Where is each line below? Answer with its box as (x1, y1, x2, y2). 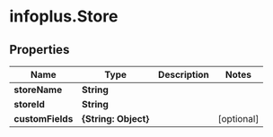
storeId (13, 98, 45, 110)
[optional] (217, 113, 260, 124)
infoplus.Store (9, 6, 119, 27)
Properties (9, 42, 70, 57)
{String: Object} (82, 113, 150, 124)
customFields (13, 113, 74, 124)
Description (158, 69, 209, 81)
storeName (13, 83, 63, 96)
